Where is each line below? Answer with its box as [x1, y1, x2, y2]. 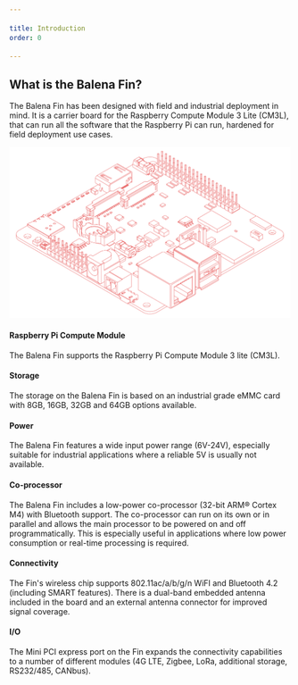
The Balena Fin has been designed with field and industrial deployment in [9, 101, 279, 112]
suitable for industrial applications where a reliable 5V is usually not [9, 449, 257, 460]
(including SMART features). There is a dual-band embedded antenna [9, 587, 266, 597]
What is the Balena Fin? [9, 77, 143, 92]
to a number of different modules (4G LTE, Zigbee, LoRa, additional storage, [9, 656, 288, 666]
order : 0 [9, 33, 42, 42]
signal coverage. [9, 606, 70, 616]
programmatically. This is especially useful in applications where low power [9, 528, 287, 539]
